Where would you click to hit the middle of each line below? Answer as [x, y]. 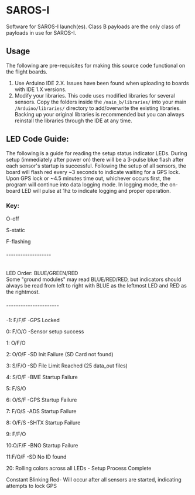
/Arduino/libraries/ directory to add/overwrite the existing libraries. [97, 108]
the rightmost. [23, 292]
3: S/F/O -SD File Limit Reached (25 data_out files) [67, 366]
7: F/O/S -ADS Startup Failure [41, 412]
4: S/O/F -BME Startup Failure [42, 377]
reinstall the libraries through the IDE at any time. [73, 121]
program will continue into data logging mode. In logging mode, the [87, 184]
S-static [16, 230]
